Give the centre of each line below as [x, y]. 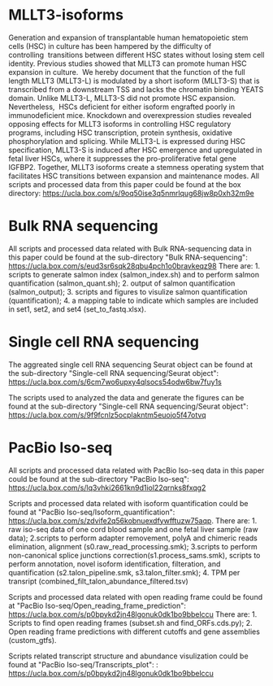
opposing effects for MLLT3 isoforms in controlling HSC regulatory [120, 124]
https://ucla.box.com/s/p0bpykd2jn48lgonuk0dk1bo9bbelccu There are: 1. [133, 614]
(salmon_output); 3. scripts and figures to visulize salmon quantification [128, 291]
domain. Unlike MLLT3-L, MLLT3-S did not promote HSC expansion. [122, 98]
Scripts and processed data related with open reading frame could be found [135, 596]
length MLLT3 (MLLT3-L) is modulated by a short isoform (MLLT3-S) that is [134, 81]
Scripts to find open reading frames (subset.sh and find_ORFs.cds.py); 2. [131, 623]
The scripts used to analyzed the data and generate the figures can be [126, 397]
